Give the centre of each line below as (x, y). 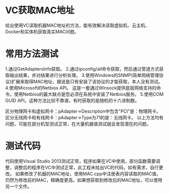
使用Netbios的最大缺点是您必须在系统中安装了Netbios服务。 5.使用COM (89, 94)
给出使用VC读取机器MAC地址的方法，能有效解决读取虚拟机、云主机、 (77, 25)
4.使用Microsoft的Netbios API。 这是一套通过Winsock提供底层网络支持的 (81, 88)
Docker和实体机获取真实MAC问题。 (42, 31)
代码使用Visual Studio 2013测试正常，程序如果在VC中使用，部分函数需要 (81, 161)
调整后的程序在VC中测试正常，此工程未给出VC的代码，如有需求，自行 (86, 167)
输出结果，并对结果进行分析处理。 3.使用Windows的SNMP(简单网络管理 (84, 75)
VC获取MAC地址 (40, 10)
